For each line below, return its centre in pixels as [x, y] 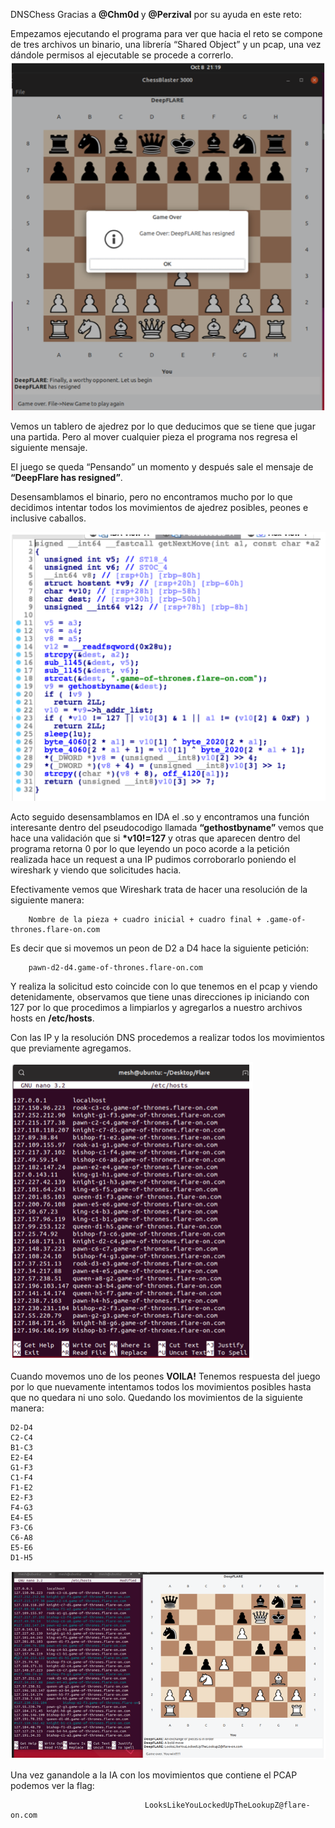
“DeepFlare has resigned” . [66, 478]
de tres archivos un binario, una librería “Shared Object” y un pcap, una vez [166, 44]
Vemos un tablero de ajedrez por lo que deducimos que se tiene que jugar [163, 426]
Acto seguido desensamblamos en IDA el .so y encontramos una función [160, 816]
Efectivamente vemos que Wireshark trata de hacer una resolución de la [159, 889]
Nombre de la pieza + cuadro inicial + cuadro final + [145, 919]
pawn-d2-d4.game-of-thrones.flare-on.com [115, 967]
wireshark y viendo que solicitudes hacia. [96, 870]
